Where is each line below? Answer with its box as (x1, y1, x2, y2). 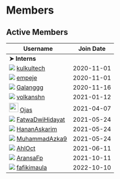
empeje (16, 74, 37, 82)
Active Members (6, 27, 68, 37)
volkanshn (16, 93, 45, 101)
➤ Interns (9, 54, 36, 63)
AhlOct (16, 144, 36, 152)
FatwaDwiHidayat (16, 116, 65, 123)
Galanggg (16, 83, 44, 92)
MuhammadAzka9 (16, 135, 68, 142)
